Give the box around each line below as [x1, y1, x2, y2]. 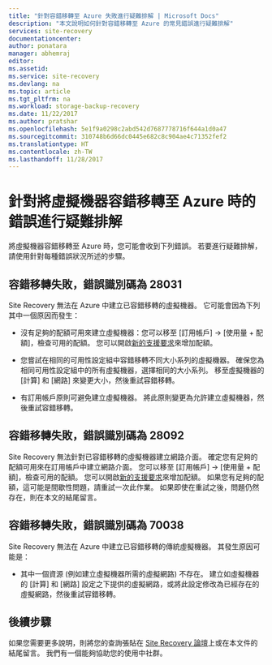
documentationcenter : [8, 34, 82, 43]
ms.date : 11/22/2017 [8, 110, 79, 118]
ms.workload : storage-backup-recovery [8, 102, 140, 110]
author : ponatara [8, 42, 67, 50]
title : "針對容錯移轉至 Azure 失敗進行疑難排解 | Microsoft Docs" [8, 11, 219, 20]
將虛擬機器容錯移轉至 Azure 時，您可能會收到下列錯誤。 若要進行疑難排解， [8, 241, 262, 251]
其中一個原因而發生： [8, 311, 80, 320]
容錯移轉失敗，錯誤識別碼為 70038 [8, 518, 184, 532]
